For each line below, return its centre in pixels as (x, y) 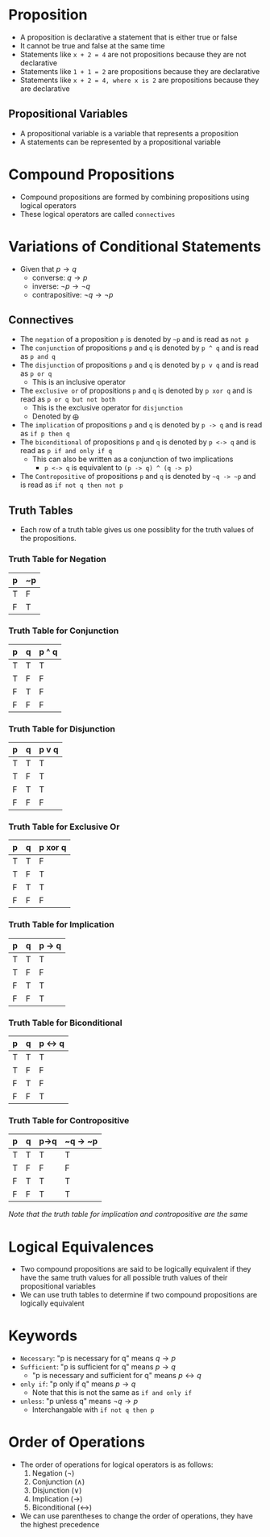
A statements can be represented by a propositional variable (120, 142)
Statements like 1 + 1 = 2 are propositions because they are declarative (140, 71)
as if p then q (45, 434)
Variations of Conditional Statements (135, 246)
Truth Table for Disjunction (62, 729)
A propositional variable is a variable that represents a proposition (129, 133)
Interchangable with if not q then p (93, 1410)
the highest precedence (60, 1525)
